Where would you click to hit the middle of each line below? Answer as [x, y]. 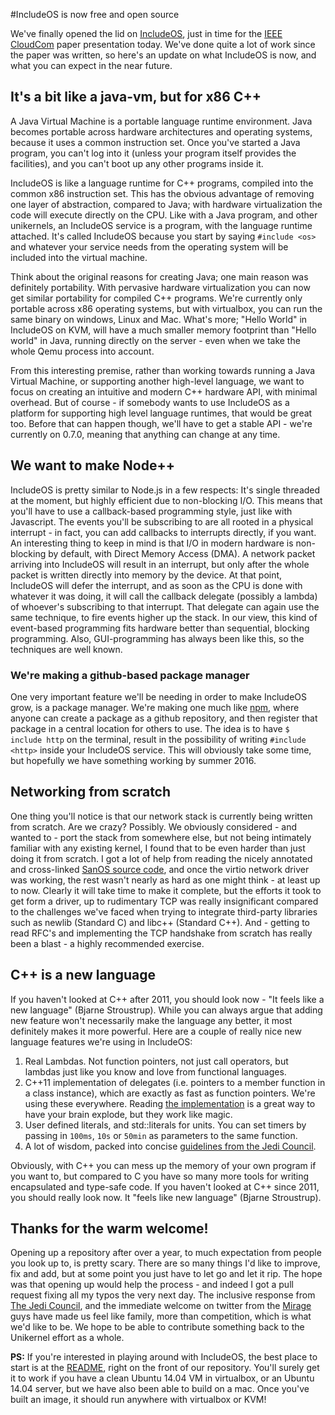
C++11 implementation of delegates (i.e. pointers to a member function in [175, 1082]
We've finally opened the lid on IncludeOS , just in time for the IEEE [146, 33]
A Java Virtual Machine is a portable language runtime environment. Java [161, 121]
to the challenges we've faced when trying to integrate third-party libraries [164, 911]
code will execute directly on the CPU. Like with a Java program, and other [164, 215]
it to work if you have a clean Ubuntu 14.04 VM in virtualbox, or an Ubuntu [162, 1378]
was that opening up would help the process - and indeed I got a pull [152, 1285]
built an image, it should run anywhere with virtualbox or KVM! [138, 1400]
